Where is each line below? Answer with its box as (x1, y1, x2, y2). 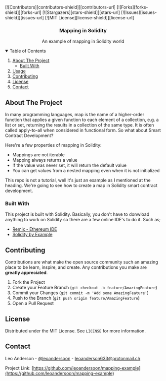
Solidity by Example (12, 232, 53, 238)
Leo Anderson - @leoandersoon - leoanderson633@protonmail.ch (5, 355, 141, 361)
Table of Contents (9, 48, 46, 54)
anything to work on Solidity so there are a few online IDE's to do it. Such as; (5, 217, 161, 223)
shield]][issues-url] (5, 15, 44, 20)
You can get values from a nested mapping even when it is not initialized (12, 168, 160, 174)
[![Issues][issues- (121, 9, 157, 15)
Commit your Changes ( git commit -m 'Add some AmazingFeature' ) (12, 290, 149, 296)
